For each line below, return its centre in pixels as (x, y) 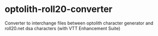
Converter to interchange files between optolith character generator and (79, 23)
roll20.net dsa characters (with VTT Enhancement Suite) (62, 28)
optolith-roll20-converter (59, 9)
